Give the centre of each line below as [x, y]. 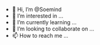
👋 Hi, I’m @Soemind [37, 9]
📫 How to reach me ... [40, 36]
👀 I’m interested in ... [38, 16]
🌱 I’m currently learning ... [44, 22]
